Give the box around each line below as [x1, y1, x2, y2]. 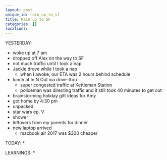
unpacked [12, 103, 34, 110]
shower [12, 114, 29, 120]
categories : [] [5, 21, 37, 27]
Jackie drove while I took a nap [12, 66, 77, 72]
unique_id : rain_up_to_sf [5, 12, 60, 17]
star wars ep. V [12, 109, 44, 115]
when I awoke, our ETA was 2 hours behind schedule [20, 71, 131, 77]
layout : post [5, 7, 33, 13]
